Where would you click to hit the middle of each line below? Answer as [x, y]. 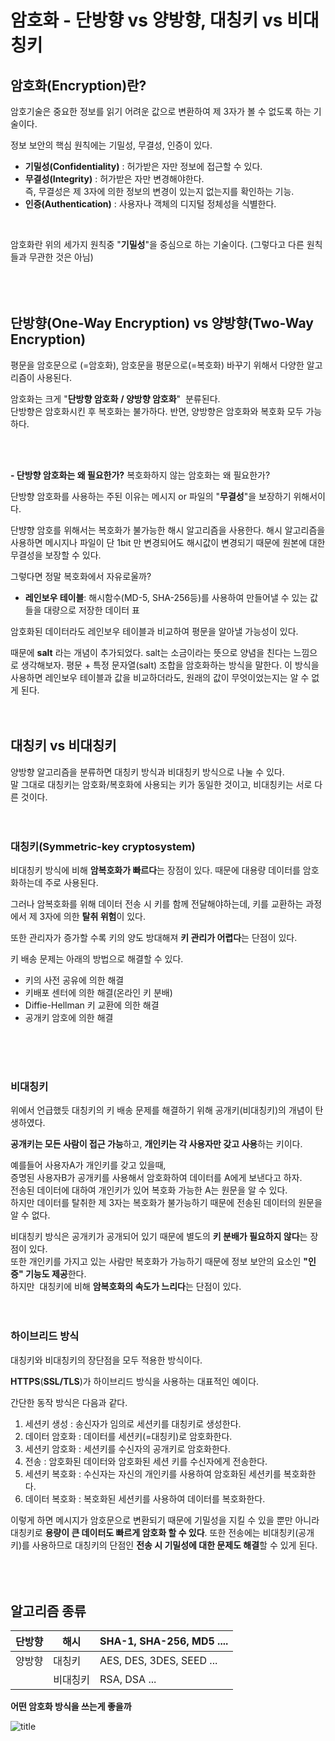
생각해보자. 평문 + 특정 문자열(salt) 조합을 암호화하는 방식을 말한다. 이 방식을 [170, 665]
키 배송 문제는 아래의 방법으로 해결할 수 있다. [97, 958]
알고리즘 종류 [48, 1611]
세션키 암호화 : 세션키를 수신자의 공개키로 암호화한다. [127, 1448]
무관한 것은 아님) [61, 257]
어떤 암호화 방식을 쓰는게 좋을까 [71, 1707]
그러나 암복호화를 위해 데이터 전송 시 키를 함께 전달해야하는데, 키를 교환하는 [157, 903]
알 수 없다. [30, 1215]
